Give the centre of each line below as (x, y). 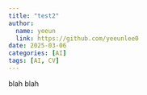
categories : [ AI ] (38, 53)
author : (21, 23)
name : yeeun (36, 31)
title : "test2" (34, 16)
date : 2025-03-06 (38, 46)
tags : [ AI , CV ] (34, 61)
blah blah (24, 83)
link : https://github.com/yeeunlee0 (77, 38)
